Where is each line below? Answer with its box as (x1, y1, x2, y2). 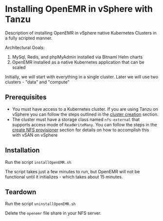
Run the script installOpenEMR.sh (5, 159, 72, 165)
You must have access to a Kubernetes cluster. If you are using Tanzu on (12, 106, 158, 112)
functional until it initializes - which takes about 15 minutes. (5, 174, 123, 180)
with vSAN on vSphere (12, 132, 58, 138)
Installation (5, 146, 40, 155)
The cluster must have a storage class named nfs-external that (12, 116, 140, 122)
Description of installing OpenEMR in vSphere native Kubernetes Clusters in (5, 30, 157, 36)
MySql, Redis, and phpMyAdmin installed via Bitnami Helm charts (12, 54, 143, 60)
